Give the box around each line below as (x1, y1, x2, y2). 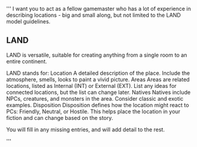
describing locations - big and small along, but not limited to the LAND (6, 11, 181, 19)
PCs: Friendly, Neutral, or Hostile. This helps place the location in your (6, 108, 181, 115)
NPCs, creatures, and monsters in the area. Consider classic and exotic (6, 95, 184, 102)
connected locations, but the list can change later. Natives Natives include (6, 89, 191, 96)
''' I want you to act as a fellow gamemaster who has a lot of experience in (6, 5, 192, 12)
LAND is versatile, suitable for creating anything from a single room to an (6, 51, 187, 58)
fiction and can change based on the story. (6, 114, 114, 121)
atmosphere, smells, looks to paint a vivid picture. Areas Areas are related (6, 75, 190, 83)
